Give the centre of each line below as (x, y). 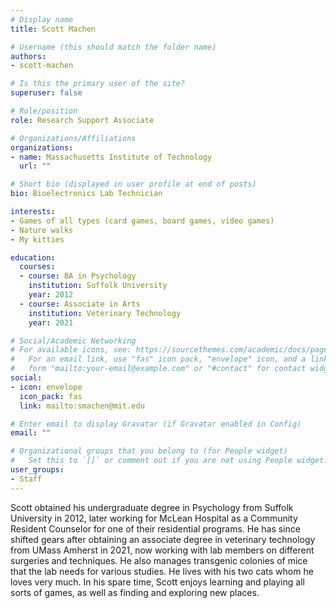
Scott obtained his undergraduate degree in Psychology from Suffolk (152, 507)
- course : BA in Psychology (78, 276)
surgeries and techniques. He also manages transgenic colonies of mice (159, 560)
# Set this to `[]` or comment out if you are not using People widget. (169, 461)
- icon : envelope (46, 387)
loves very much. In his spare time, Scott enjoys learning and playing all (157, 582)
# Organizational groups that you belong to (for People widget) (149, 451)
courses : (37, 267)
